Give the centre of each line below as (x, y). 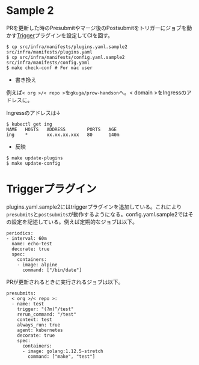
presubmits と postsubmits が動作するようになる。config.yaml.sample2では (97, 214)
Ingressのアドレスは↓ (34, 112)
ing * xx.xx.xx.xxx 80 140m (63, 135)
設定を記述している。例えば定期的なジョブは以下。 (75, 222)
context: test (35, 319)
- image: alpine (38, 265)
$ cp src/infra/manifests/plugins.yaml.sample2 (67, 47)
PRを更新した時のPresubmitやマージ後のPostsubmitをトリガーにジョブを (96, 28)
